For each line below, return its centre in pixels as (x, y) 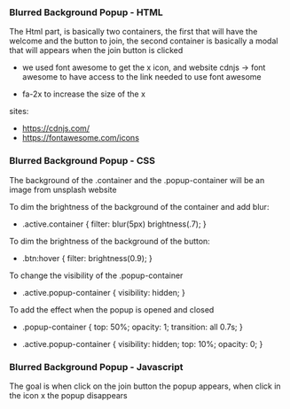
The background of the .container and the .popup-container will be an (137, 180)
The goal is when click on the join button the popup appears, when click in (145, 386)
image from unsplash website (63, 189)
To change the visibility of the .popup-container (96, 275)
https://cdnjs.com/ (56, 128)
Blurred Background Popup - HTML (86, 12)
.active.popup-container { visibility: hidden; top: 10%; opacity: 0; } (142, 343)
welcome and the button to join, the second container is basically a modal (144, 41)
